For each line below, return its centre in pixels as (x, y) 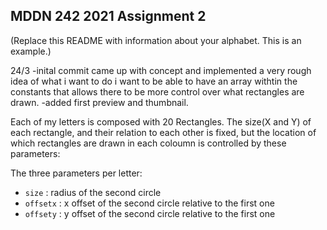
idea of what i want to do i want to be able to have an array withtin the (154, 81)
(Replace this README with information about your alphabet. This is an (156, 40)
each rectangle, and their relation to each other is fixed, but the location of (163, 132)
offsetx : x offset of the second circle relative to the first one (149, 203)
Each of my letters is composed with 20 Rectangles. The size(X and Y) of (161, 121)
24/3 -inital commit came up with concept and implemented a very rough (161, 70)
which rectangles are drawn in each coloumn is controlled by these (148, 143)
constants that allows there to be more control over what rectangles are (157, 91)
